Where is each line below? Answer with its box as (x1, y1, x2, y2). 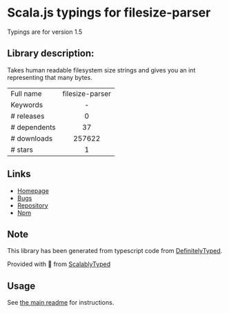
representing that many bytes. (7, 73, 93, 81)
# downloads (10, 133, 53, 143)
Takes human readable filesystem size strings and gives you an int (7, 65, 196, 74)
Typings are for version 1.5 (7, 28, 83, 36)
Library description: (7, 48, 94, 59)
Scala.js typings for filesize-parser (7, 5, 211, 21)
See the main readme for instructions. (7, 299, 114, 307)
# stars (10, 145, 33, 154)
